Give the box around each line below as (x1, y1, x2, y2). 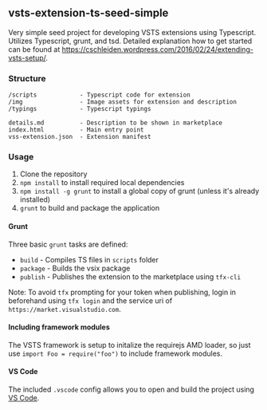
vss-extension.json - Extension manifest (8, 133, 151, 141)
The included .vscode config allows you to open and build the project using (8, 384, 255, 394)
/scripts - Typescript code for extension (8, 91, 191, 99)
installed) (19, 195, 50, 204)
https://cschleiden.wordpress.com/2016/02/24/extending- (61, 44, 253, 54)
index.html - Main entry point (8, 126, 145, 134)
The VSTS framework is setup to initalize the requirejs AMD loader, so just (8, 340, 251, 349)
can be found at (8, 44, 61, 54)
